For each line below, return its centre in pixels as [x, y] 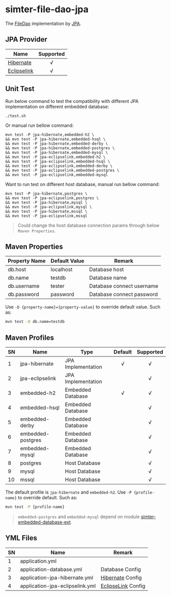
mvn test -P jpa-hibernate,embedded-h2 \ [50, 134]
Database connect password [123, 294]
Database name [108, 278]
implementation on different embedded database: [57, 106]
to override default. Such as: [48, 498]
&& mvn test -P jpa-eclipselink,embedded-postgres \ [62, 170]
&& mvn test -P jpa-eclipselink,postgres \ [52, 198]
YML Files [21, 538]
